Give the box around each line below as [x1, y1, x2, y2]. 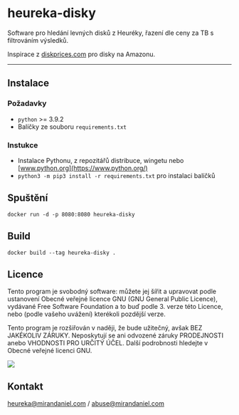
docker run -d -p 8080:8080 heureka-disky [7, 211, 135, 218]
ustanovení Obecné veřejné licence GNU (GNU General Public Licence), [7, 295, 218, 303]
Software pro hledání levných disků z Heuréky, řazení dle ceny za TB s [7, 28, 214, 37]
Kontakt [7, 380, 44, 392]
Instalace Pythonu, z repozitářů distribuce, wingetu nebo [17, 156, 184, 164]
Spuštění [7, 192, 48, 204]
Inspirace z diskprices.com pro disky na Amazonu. [7, 50, 156, 58]
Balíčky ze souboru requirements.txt [17, 122, 127, 131]
